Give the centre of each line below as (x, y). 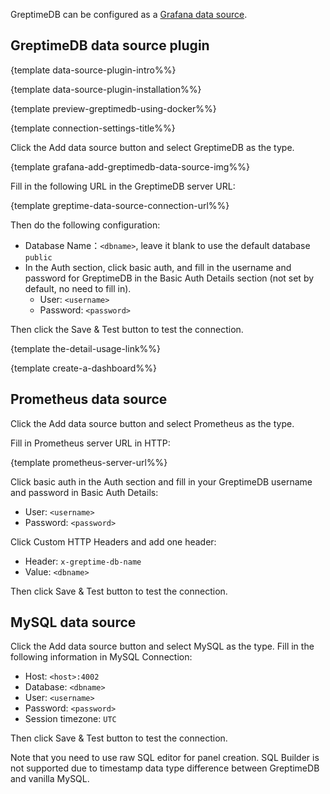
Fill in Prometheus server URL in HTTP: (90, 443)
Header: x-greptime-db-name (83, 561)
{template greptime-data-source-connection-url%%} (120, 205)
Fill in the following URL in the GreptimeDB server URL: (123, 186)
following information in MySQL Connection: (101, 657)
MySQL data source (73, 622)
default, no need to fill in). (78, 288)
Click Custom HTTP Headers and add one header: (113, 541)
